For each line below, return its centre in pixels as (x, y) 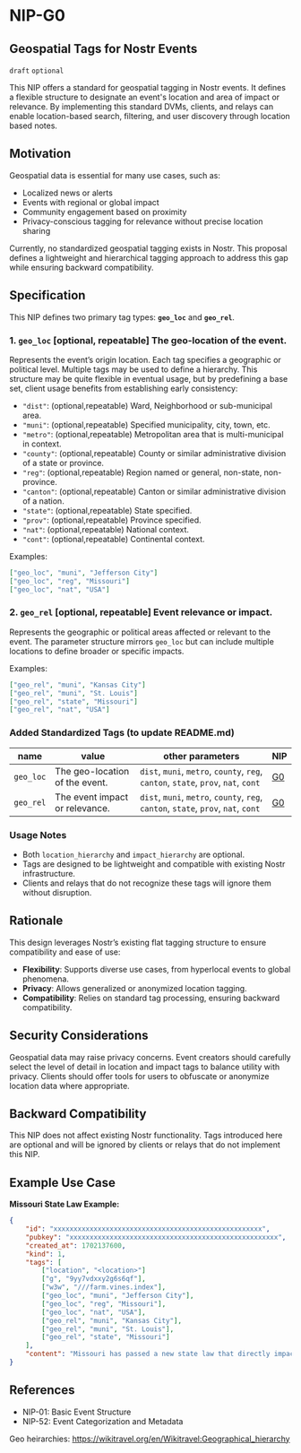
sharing (36, 230)
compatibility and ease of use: (65, 952)
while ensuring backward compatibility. (82, 267)
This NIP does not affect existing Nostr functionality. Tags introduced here (146, 1136)
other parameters (202, 756)
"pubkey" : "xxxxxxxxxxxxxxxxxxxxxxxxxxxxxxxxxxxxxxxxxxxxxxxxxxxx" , (156, 1237)
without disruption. (57, 892)
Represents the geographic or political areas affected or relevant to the (140, 632)
